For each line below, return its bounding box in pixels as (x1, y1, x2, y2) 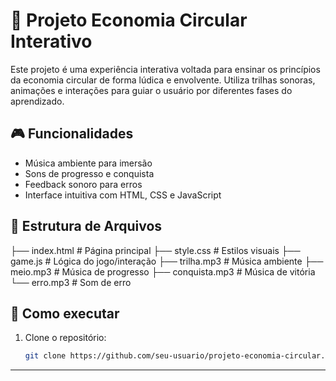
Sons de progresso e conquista (24, 167, 155, 179)
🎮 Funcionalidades (10, 125, 134, 143)
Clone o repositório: (24, 332, 107, 344)
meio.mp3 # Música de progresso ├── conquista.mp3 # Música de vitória (10, 265, 316, 278)
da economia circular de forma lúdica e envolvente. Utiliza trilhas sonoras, (10, 74, 316, 86)
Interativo (10, 30, 93, 53)
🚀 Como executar (10, 305, 120, 322)
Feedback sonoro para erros (24, 178, 143, 190)
